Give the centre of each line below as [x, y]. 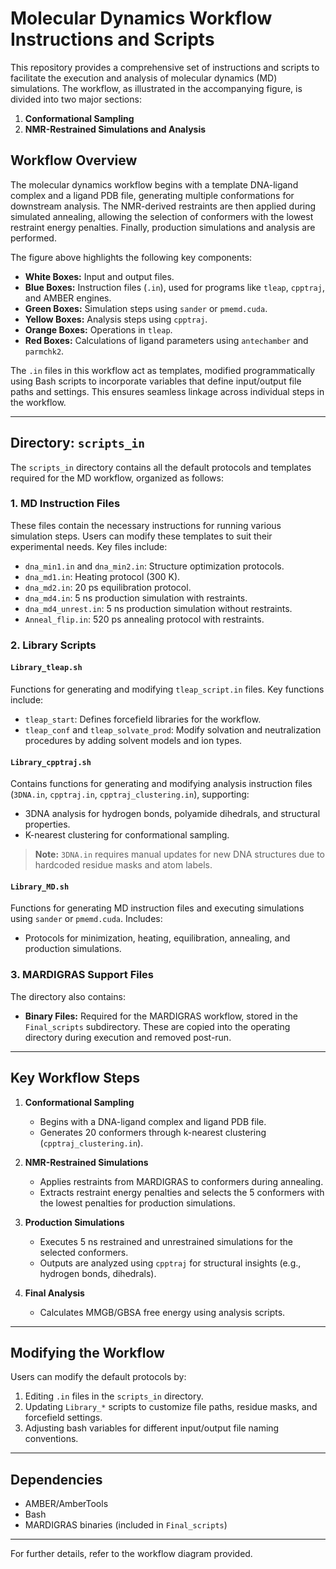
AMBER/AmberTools [66, 1504]
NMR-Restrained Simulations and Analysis [115, 129]
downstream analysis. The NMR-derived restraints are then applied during [163, 206]
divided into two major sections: [76, 99]
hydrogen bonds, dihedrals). [98, 1273]
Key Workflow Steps [75, 1078]
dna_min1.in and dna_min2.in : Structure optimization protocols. [154, 566]
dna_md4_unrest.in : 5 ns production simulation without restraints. [158, 608]
